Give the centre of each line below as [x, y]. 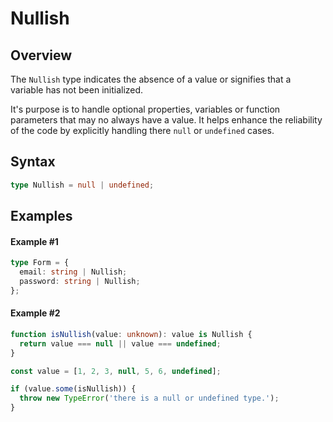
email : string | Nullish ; [73, 272]
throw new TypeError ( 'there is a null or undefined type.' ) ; [149, 398]
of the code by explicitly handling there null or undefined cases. [142, 130]
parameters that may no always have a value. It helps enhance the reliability [166, 120]
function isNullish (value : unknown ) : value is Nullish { [131, 334]
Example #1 [34, 241]
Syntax [33, 162]
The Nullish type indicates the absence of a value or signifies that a [151, 79]
